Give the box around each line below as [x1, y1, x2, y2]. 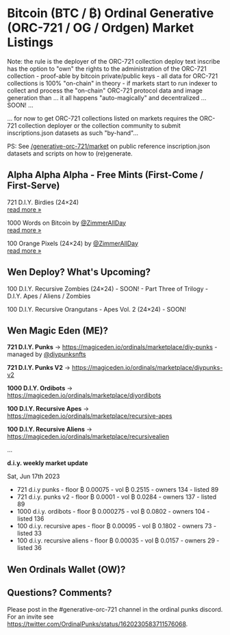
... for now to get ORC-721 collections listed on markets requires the [7, 114, 199, 122]
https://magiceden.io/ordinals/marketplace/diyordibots [7, 391, 162, 399]
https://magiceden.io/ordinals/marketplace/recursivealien [7, 432, 170, 440]
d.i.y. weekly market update [7, 459, 88, 467]
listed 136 [16, 514, 44, 523]
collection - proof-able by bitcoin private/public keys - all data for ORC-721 [7, 71, 218, 80]
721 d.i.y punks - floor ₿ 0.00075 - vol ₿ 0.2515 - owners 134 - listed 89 [16, 486, 219, 494]
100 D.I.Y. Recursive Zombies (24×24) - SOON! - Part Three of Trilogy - [7, 284, 209, 292]
